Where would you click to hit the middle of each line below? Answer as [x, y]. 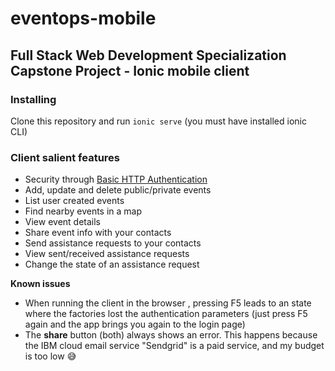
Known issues [40, 284]
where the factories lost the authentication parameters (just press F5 [166, 314]
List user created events [74, 201]
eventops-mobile [83, 18]
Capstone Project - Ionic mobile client [130, 70]
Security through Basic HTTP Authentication [116, 179]
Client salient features [65, 157]
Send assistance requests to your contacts [113, 243]
